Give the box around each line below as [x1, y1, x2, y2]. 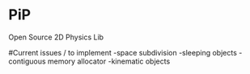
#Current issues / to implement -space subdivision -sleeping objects [8, 47, 237, 57]
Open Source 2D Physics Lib [8, 32, 104, 42]
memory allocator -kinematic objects [47, 56, 171, 66]
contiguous [8, 56, 46, 66]
